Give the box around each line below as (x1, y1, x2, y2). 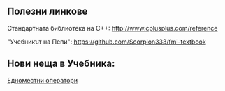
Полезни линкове (7, 6, 88, 17)
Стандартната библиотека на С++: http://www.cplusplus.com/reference (7, 24, 218, 32)
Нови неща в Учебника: (7, 58, 115, 69)
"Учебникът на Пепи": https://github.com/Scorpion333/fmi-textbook (7, 38, 206, 46)
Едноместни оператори (7, 76, 78, 84)
